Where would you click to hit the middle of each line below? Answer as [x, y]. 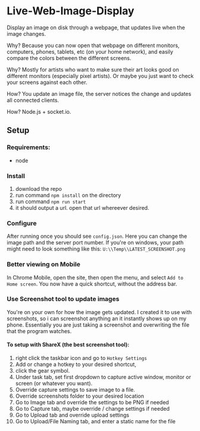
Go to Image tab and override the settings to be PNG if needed [92, 402]
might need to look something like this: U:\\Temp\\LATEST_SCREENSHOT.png [96, 249]
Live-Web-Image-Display [71, 11]
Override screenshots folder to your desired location [80, 396]
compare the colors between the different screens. [69, 58]
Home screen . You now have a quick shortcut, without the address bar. [92, 284]
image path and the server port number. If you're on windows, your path [95, 243]
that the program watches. [39, 331]
